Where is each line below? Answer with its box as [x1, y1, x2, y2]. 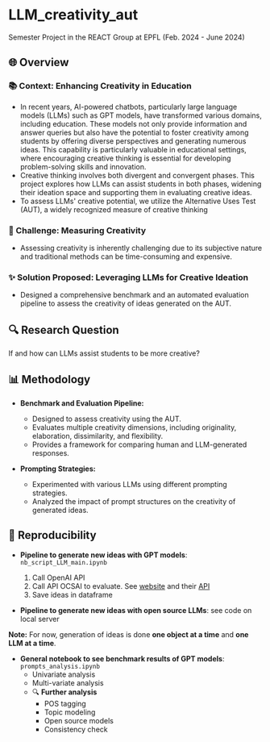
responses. [31, 448, 70, 457]
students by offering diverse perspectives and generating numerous [19, 135, 247, 146]
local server [19, 614, 60, 623]
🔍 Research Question [8, 323, 119, 336]
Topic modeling [44, 707, 96, 717]
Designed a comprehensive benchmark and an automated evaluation [19, 290, 249, 300]
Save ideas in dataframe [31, 590, 113, 599]
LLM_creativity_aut [8, 6, 139, 24]
